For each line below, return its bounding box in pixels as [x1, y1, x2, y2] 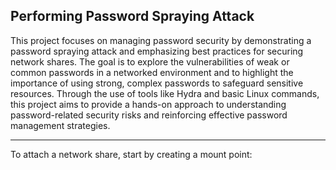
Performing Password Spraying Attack [10, 8, 255, 25]
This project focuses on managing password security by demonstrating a [10, 34, 312, 46]
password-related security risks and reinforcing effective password [10, 109, 288, 121]
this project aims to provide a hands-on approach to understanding [10, 98, 287, 110]
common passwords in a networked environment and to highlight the [10, 66, 294, 78]
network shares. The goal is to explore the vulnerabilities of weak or [10, 55, 290, 68]
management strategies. [10, 119, 111, 131]
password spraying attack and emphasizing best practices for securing [10, 45, 304, 57]
